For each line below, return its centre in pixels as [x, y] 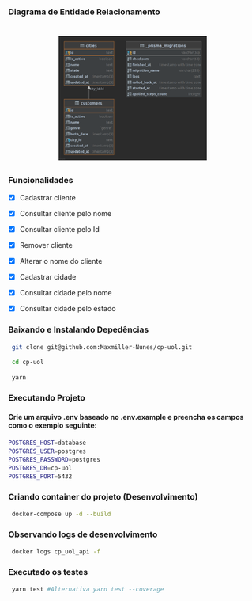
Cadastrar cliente [48, 197]
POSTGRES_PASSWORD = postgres [55, 460]
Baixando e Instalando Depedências [79, 329]
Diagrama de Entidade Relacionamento [84, 12]
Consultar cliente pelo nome [66, 213]
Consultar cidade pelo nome [66, 293]
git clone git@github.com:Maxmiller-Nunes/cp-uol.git [102, 347]
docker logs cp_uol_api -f [56, 552]
